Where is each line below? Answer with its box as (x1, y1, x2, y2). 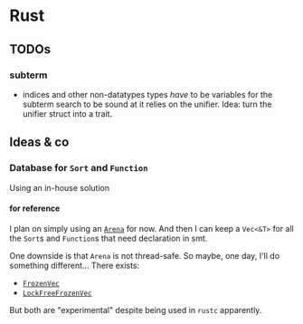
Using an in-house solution (9, 182, 110, 193)
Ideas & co (9, 135, 70, 150)
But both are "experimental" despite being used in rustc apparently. (9, 304, 262, 315)
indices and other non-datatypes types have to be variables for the (22, 89, 273, 100)
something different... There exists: (9, 260, 140, 271)
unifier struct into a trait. (22, 108, 113, 119)
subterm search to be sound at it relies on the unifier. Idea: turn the (22, 99, 272, 110)
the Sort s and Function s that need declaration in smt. (9, 233, 208, 243)
